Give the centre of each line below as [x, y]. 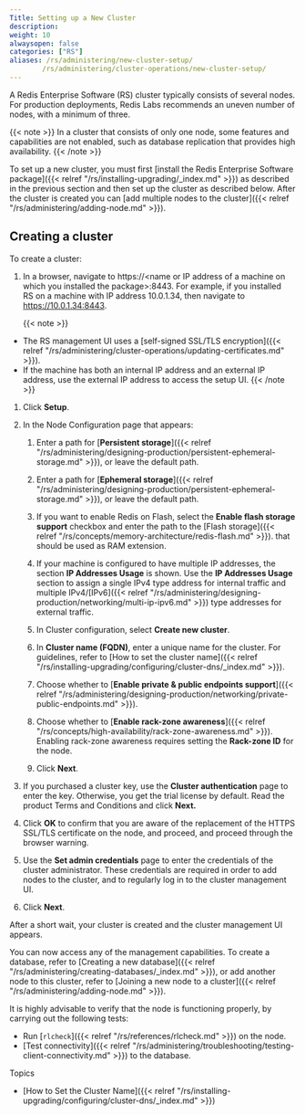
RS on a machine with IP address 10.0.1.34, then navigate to [134, 295]
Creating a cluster [61, 237]
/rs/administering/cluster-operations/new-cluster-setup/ [154, 69]
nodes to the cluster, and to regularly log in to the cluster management [154, 879]
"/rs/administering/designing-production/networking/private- [173, 694]
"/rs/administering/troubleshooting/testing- [213, 1046]
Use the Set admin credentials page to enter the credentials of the [148, 860]
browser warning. [56, 842]
